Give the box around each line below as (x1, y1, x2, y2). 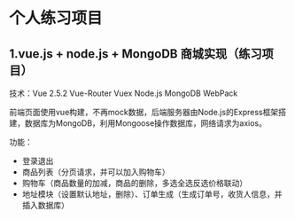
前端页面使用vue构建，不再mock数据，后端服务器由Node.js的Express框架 (9, 107, 279, 117)
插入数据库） (21, 200, 69, 210)
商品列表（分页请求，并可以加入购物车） (21, 167, 170, 177)
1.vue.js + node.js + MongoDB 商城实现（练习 (9, 46, 262, 61)
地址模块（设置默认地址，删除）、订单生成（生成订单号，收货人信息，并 (21, 189, 283, 199)
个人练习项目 (9, 8, 104, 28)
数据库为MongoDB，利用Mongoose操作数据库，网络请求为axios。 (24, 118, 268, 129)
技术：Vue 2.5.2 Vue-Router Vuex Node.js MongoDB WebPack (9, 88, 238, 98)
